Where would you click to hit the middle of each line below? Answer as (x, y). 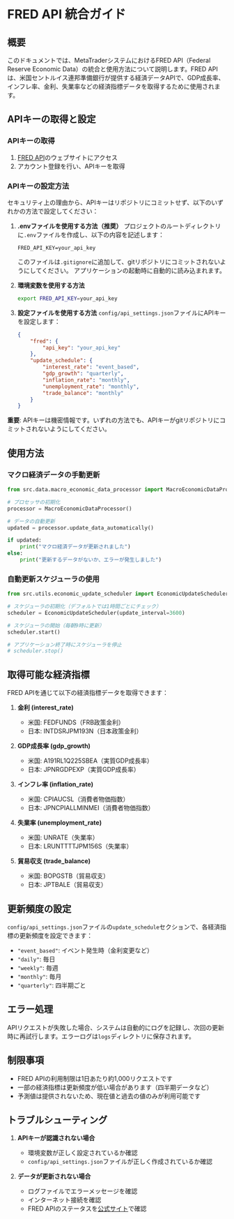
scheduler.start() (34, 632)
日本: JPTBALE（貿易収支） (67, 885)
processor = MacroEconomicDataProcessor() (70, 509)
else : (15, 553)
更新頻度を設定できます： (56, 935)
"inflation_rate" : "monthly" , (86, 380)
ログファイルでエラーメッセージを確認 (83, 1191)
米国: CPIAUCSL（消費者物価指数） (78, 799)
